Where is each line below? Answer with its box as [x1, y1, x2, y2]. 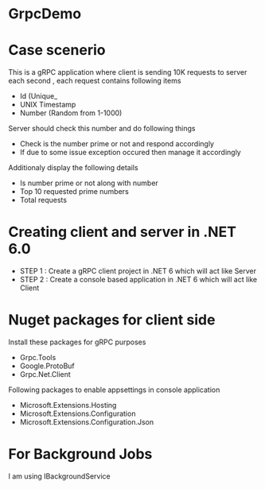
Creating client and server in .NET [8, 223, 237, 241]
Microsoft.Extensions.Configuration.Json [19, 417, 154, 426]
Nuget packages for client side [8, 311, 216, 329]
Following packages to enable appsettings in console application [8, 385, 220, 394]
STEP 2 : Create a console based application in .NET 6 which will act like [19, 275, 257, 285]
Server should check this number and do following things [8, 124, 197, 134]
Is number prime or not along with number [19, 178, 159, 188]
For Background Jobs [8, 445, 153, 464]
